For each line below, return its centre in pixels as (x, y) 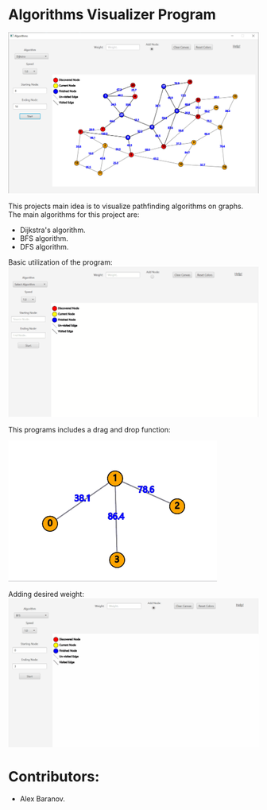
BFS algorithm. (44, 238)
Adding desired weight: (46, 594)
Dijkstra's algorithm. (52, 230)
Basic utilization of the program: (60, 262)
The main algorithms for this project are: (74, 215)
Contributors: (54, 777)
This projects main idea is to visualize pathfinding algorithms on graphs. (126, 206)
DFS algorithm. (44, 247)
